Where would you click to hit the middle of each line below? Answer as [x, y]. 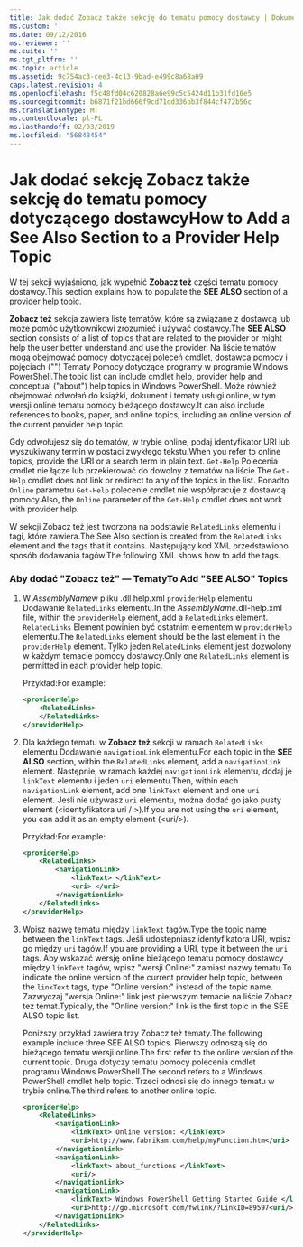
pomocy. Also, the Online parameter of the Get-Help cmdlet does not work [146, 499]
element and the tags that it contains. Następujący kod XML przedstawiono [149, 545]
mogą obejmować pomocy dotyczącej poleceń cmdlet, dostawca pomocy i [149, 357]
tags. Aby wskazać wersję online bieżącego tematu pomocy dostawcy [153, 958]
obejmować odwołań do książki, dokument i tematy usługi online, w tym [143, 395]
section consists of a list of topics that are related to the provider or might [146, 338]
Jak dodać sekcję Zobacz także [130, 180]
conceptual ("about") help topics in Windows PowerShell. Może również [143, 386]
